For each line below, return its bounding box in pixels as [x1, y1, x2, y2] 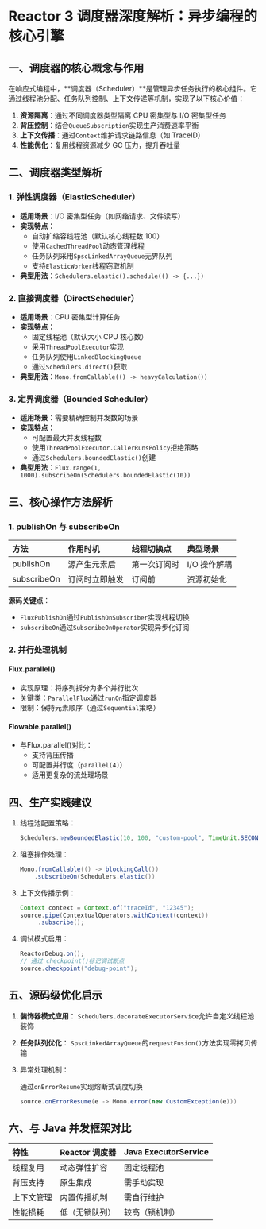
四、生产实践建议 [8, 795, 92, 809]
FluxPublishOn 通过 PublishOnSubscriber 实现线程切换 [19, 613, 190, 622]
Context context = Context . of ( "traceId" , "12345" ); [19, 903, 195, 912]
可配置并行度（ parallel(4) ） [31, 760, 127, 770]
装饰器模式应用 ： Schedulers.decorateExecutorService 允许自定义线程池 [19, 1011, 255, 1021]
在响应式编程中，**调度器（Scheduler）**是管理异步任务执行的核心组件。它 [8, 84, 258, 93]
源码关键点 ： [8, 595, 50, 605]
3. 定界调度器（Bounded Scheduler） [8, 393, 153, 404]
